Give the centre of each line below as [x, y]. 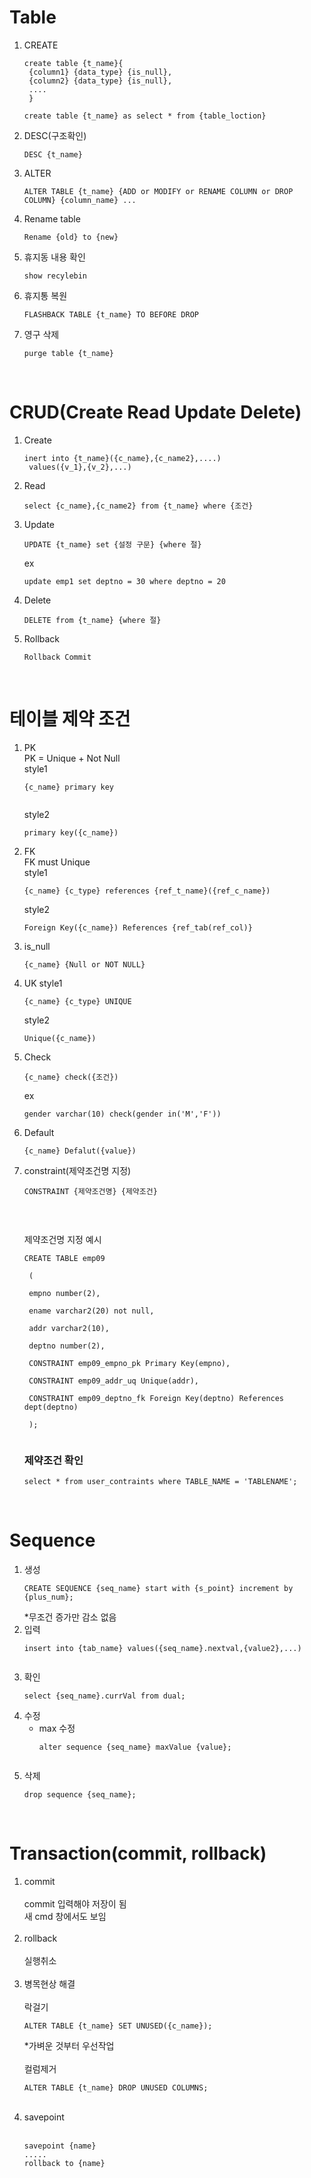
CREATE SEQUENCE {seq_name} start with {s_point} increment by [158, 1589]
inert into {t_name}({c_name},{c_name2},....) [122, 458]
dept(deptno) [51, 1407]
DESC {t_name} [53, 154]
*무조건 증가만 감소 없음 [70, 1617]
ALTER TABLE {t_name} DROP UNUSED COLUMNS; [116, 2087]
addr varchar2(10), [69, 1328]
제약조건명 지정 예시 [62, 1239]
